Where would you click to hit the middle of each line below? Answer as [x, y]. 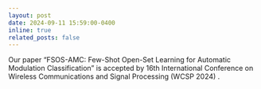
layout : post [30, 15]
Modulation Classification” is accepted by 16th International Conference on [131, 69]
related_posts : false [44, 37]
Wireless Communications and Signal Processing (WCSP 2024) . [114, 76]
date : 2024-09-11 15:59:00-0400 [62, 23]
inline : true [30, 30]
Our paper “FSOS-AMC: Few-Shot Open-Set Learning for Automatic [120, 60]
